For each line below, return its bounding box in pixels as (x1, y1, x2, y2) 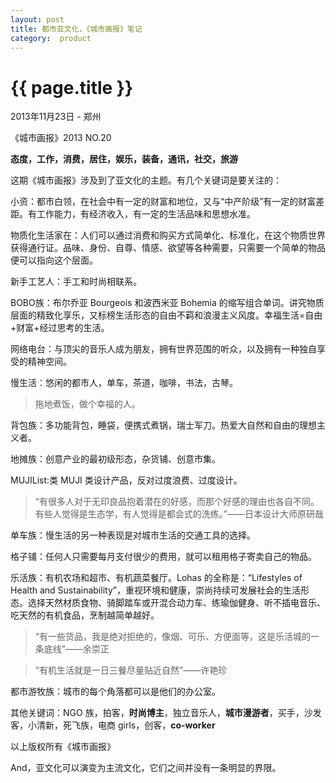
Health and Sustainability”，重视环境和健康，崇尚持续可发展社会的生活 (10, 584, 301, 596)
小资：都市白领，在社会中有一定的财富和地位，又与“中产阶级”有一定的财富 (10, 196, 317, 208)
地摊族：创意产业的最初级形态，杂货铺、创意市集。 (10, 453, 221, 465)
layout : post (10, 14, 65, 25)
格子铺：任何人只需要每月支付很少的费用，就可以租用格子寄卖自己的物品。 (10, 551, 317, 563)
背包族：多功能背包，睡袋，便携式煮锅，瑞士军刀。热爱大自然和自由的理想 (10, 419, 317, 431)
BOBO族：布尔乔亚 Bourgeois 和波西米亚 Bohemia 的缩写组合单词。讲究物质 (10, 297, 325, 309)
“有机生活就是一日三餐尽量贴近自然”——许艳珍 (34, 664, 228, 676)
